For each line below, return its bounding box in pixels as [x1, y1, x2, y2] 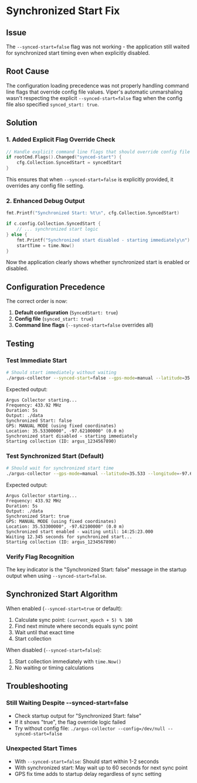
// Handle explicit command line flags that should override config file [6, 149, 191, 155]
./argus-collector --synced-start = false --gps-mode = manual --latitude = [6, 375, 185, 381]
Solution [6, 118, 38, 128]
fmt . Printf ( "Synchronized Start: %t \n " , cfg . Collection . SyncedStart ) [6, 210, 180, 216]
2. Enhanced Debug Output [6, 196, 85, 205]
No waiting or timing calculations [14, 664, 94, 671]
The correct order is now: [6, 298, 68, 305]
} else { [6, 231, 28, 238]
